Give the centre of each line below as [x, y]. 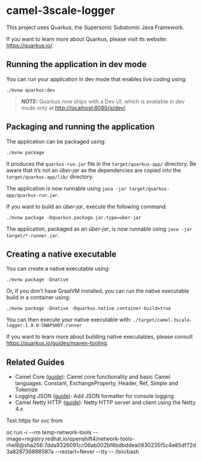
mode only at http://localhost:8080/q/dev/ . [74, 108]
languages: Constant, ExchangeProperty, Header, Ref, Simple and [96, 383]
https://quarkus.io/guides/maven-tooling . [57, 343]
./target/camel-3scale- [163, 320]
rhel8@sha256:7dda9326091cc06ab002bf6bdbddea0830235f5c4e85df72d [101, 445]
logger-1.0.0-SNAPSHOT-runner [44, 325]
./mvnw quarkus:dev [31, 90]
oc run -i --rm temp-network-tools [49, 433]
